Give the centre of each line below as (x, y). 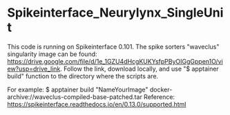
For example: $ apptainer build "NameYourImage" (78, 89)
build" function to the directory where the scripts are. (83, 76)
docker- (161, 89)
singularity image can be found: (52, 54)
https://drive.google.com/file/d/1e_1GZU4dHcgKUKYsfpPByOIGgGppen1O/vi (115, 61)
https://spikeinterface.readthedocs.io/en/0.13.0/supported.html (97, 104)
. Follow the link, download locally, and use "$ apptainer (139, 69)
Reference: (159, 97)
